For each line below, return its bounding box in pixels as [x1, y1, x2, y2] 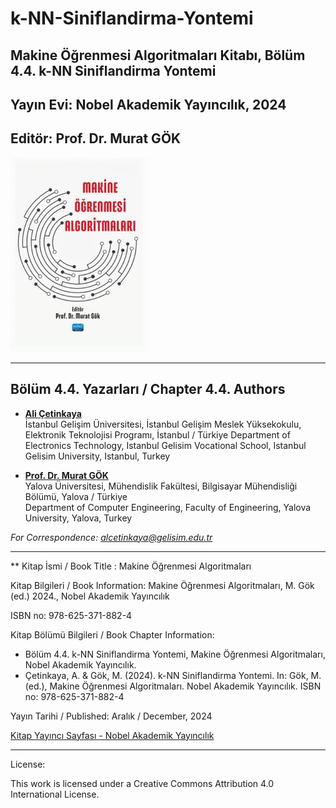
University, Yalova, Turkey [24, 512, 133, 524]
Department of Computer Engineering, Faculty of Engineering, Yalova [24, 501, 312, 513]
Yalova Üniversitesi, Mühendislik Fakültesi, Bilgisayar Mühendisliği [24, 480, 298, 492]
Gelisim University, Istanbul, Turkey [24, 450, 171, 462]
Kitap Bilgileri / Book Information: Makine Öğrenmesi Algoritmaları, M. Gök [10, 579, 315, 591]
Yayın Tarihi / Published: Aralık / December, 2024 [10, 710, 213, 722]
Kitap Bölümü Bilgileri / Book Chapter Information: [10, 628, 215, 641]
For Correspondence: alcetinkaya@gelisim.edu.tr [10, 531, 213, 543]
